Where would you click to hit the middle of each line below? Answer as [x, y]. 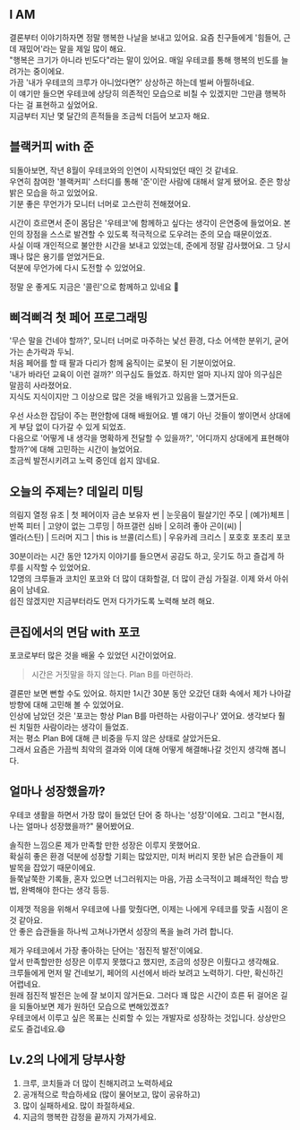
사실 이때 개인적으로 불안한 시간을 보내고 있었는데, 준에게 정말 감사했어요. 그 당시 [150, 245]
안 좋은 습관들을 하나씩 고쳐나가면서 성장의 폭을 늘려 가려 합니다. [122, 931]
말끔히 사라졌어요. [41, 385]
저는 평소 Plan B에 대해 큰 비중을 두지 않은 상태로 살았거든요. [115, 738]
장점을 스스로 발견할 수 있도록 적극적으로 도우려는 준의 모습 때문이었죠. [149, 234]
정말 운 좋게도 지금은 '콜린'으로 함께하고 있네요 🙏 [94, 287]
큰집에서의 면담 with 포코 [75, 632]
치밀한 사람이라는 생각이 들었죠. [73, 727]
